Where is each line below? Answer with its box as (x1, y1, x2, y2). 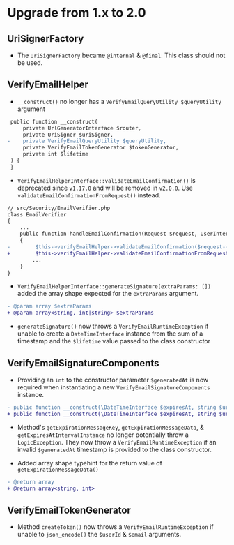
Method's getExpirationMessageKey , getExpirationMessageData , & (17, 423, 204, 431)
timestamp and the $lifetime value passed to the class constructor (17, 337, 211, 345)
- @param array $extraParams (7, 303, 92, 310)
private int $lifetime (22, 151, 89, 158)
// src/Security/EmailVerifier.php (7, 204, 111, 211)
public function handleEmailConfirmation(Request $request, (19, 230, 198, 238)
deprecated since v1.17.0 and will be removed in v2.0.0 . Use (17, 184, 193, 192)
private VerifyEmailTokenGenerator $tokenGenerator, (22, 144, 179, 151)
